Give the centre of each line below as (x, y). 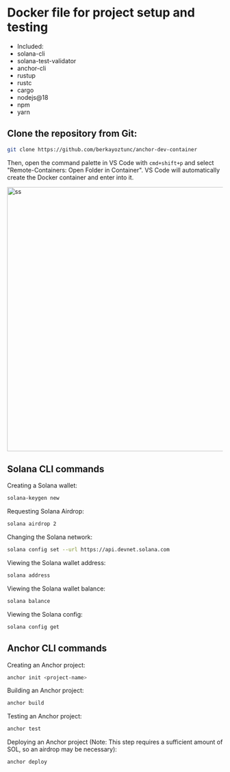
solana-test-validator (47, 60)
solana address (29, 575)
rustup (26, 75)
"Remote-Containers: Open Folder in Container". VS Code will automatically (114, 170)
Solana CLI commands (56, 469)
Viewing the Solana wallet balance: (56, 588)
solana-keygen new (33, 498)
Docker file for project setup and (101, 13)
